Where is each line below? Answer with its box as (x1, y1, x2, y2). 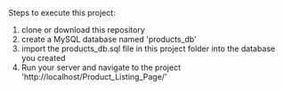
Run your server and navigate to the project (20, 62, 182, 72)
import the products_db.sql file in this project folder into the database (20, 43, 276, 54)
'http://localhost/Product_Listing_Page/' (20, 72, 167, 82)
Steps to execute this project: (8, 8, 117, 18)
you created (20, 53, 66, 63)
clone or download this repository (20, 25, 146, 34)
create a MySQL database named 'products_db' (20, 34, 197, 44)
